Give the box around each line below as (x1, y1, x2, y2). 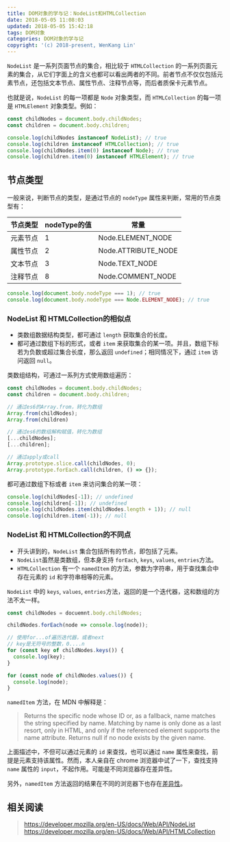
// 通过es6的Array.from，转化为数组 (7, 403, 103, 410)
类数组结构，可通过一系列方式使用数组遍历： (7, 371, 133, 379)
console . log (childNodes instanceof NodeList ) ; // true (7, 134, 167, 141)
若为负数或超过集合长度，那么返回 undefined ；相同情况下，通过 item (16, 348, 211, 357)
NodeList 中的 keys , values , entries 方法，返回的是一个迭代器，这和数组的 (7, 587, 214, 595)
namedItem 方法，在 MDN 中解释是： (7, 698, 108, 706)
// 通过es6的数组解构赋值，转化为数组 (7, 429, 103, 435)
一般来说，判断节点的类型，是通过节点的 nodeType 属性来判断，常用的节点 (7, 193, 216, 202)
